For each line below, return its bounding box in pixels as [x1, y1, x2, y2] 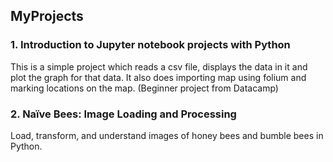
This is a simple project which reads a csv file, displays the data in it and [10, 60, 308, 73]
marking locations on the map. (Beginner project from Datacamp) [10, 82, 279, 94]
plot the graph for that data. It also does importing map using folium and [10, 71, 307, 83]
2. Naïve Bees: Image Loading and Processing [10, 107, 237, 121]
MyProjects [10, 8, 84, 25]
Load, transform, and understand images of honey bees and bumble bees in [10, 129, 324, 141]
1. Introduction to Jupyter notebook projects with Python [10, 38, 291, 52]
